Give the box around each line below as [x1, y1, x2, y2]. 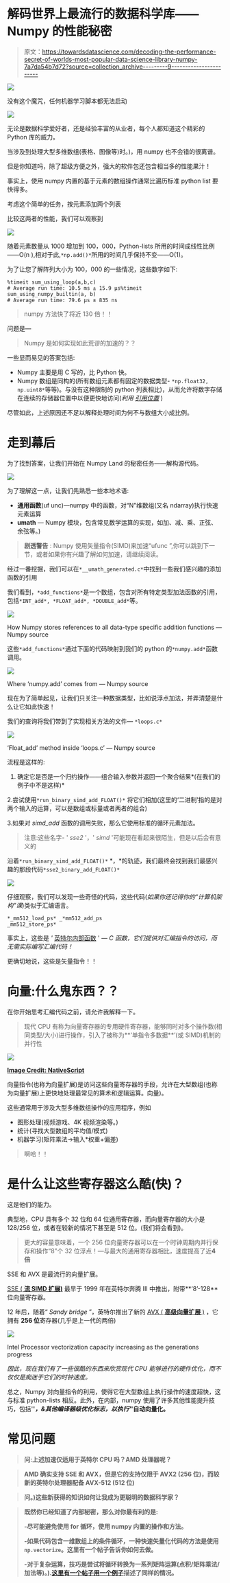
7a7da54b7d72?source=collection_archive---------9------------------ [23, 62, 221, 71]
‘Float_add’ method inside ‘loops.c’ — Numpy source [7, 743, 156, 752]
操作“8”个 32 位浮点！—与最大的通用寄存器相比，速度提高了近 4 [36, 1246, 216, 1255]
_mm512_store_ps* [7, 921, 57, 928]
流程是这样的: [7, 758, 46, 766]
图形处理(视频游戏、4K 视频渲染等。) [16, 1117, 118, 1126]
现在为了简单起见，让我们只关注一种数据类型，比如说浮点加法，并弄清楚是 [7, 694, 217, 702]
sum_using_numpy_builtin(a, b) [7, 291, 97, 297]
